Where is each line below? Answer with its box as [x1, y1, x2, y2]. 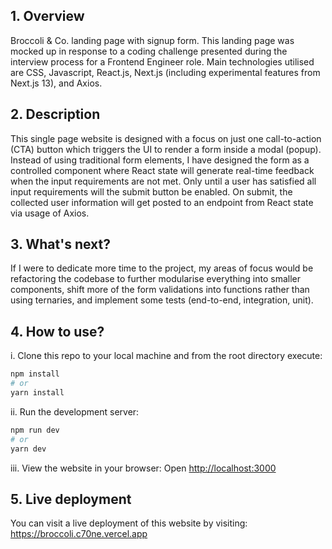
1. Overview [10, 8, 85, 25]
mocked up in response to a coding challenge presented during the [10, 45, 288, 57]
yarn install [10, 388, 65, 398]
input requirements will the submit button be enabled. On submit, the [10, 185, 293, 198]
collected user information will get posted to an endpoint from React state [10, 196, 314, 208]
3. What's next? [10, 236, 111, 253]
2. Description [10, 106, 101, 123]
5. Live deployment [10, 490, 132, 508]
